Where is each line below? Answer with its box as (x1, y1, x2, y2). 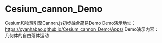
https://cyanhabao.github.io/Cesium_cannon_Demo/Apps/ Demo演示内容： (5, 26, 159, 32)
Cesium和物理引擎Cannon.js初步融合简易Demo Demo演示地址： (5, 20, 136, 26)
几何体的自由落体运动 (5, 32, 49, 38)
